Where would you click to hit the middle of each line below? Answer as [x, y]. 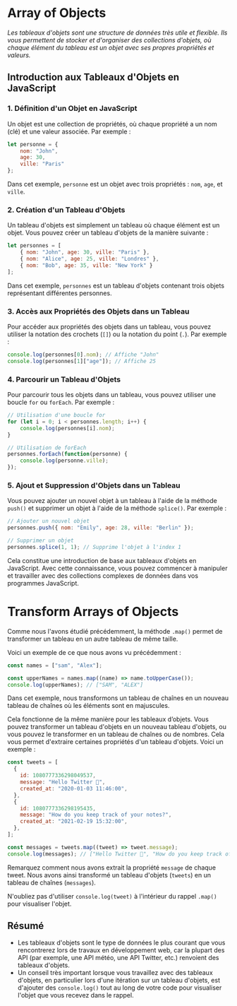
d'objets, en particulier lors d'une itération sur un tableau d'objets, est [119, 981]
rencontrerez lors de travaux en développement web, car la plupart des [121, 950]
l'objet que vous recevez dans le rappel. [75, 995]
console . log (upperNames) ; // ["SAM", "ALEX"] [75, 685]
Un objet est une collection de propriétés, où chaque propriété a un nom [112, 124]
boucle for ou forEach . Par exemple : [61, 402]
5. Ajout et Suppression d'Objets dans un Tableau [94, 485]
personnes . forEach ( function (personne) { [68, 454]
